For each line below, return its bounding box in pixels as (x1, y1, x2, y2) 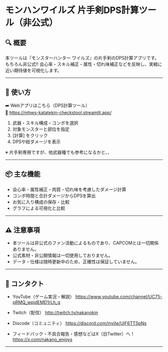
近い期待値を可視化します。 (5, 67, 62, 73)
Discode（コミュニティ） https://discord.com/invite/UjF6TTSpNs (12, 320, 147, 326)
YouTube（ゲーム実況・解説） (12, 293, 74, 300)
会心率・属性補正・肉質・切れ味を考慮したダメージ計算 (12, 186, 126, 192)
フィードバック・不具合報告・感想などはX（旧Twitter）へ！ (12, 331, 135, 337)
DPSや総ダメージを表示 (12, 138, 61, 144)
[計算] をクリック (12, 132, 48, 138)
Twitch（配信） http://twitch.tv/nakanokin (12, 309, 98, 315)
